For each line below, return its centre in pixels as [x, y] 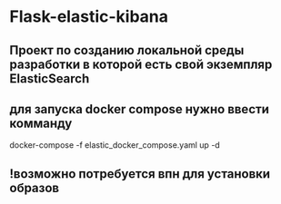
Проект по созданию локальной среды [127, 50]
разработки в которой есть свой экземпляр [141, 64]
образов [35, 188]
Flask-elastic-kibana [89, 17]
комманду [41, 123]
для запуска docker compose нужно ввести [140, 109]
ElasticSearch [50, 78]
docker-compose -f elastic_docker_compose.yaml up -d [115, 145]
